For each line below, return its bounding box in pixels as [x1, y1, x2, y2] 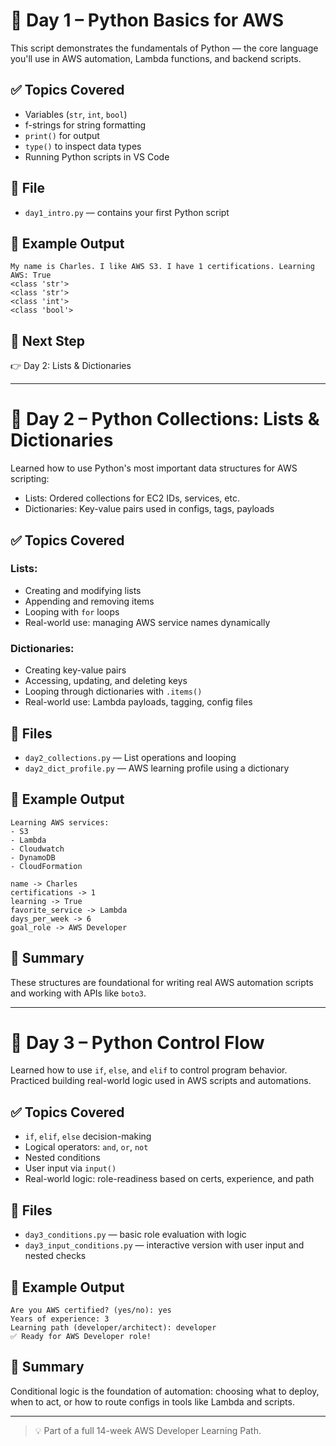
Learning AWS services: [10, 817, 110, 828]
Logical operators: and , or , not [24, 1141, 149, 1153]
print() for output [24, 129, 100, 141]
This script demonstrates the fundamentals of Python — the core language [10, 42, 319, 54]
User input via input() [24, 1162, 117, 1174]
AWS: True [10, 270, 52, 281]
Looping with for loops [24, 605, 120, 618]
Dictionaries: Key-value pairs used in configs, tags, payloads [24, 503, 275, 515]
